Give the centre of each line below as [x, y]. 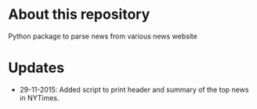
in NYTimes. [39, 98]
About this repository [79, 15]
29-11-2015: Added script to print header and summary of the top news [134, 89]
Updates [36, 68]
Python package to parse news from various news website [103, 36]
